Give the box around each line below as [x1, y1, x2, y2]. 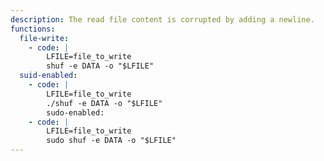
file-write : [19, 33, 70, 43]
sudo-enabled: [46, 107, 105, 118]
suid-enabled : [19, 71, 78, 81]
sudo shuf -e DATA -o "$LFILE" [46, 136, 177, 146]
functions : [10, 24, 56, 34]
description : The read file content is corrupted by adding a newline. [10, 14, 315, 25]
